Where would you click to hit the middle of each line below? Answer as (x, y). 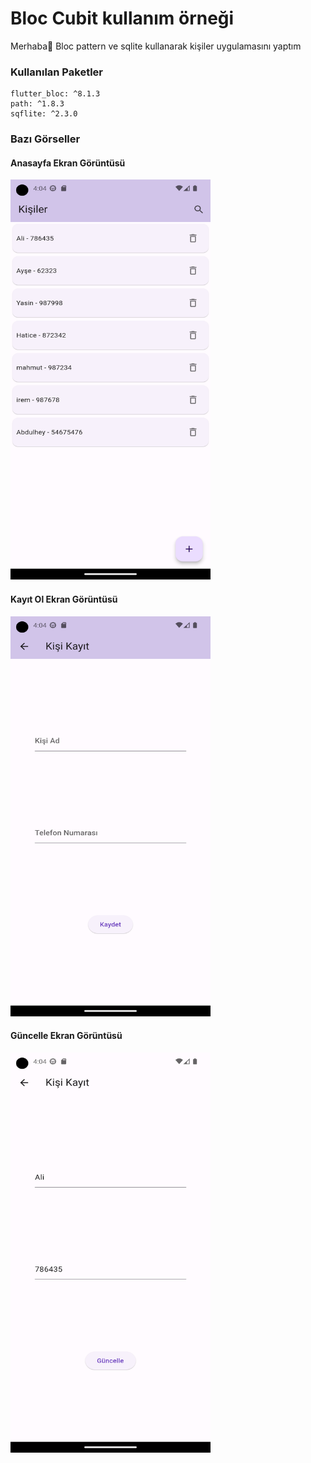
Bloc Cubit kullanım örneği (122, 18)
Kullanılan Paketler (57, 72)
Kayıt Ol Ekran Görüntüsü (64, 599)
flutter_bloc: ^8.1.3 (55, 94)
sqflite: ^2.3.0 (44, 114)
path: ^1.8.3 (37, 104)
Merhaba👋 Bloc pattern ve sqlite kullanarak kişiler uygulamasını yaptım (156, 46)
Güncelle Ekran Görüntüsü (66, 1036)
